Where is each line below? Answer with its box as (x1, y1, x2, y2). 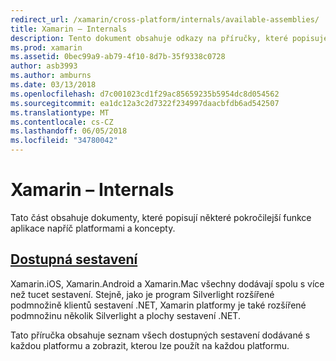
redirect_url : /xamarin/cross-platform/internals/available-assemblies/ (10, 14, 320, 25)
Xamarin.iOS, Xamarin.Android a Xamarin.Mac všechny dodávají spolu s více (10, 277, 325, 290)
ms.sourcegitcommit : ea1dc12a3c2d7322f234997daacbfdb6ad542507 (10, 98, 280, 108)
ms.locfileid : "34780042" (10, 136, 118, 146)
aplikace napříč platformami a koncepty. (10, 222, 176, 234)
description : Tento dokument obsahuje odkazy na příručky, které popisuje (10, 33, 329, 43)
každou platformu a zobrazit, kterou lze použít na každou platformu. (10, 339, 290, 351)
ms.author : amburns (10, 71, 92, 81)
